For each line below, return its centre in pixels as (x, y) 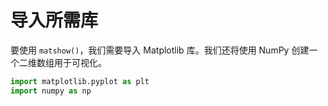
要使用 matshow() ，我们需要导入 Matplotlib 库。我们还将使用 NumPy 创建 (160, 50)
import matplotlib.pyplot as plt (80, 81)
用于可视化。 (80, 62)
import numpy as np (51, 91)
